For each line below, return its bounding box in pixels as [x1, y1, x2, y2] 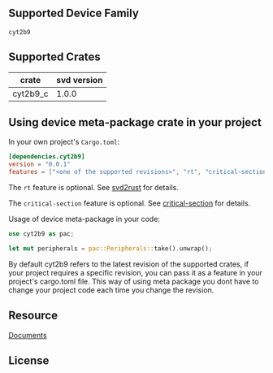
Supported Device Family [8, 7, 140, 20]
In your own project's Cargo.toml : [8, 137, 120, 147]
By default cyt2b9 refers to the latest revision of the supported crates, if [8, 259, 249, 269]
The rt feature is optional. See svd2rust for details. [8, 183, 179, 193]
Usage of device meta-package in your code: [8, 215, 161, 224]
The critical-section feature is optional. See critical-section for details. [8, 198, 251, 208]
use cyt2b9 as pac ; [8, 230, 75, 238]
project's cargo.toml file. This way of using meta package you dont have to [8, 276, 259, 286]
